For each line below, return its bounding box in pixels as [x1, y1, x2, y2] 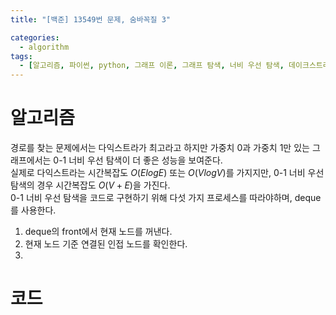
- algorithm [19, 42, 70, 52]
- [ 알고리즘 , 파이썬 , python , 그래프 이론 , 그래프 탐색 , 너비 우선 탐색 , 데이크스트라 [19, 61, 330, 71]
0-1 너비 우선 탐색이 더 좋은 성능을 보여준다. [53, 154, 223, 166]
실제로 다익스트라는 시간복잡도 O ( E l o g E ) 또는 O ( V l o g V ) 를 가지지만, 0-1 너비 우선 [10, 167, 325, 179]
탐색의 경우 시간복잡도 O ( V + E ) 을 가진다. [10, 179, 171, 191]
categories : [10, 32, 60, 43]
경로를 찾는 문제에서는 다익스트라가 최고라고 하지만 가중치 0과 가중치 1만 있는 [10, 142, 310, 154]
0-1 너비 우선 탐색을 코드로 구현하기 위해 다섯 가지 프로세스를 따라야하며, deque [10, 192, 322, 204]
